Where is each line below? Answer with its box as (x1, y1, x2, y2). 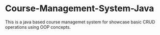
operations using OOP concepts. (5, 24, 71, 30)
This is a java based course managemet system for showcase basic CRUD (5, 19, 156, 25)
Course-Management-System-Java (5, 3, 154, 14)
